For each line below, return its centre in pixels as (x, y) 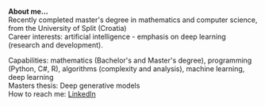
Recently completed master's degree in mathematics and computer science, (133, 20)
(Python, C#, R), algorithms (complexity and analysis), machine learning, (127, 69)
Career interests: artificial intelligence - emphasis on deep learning (117, 36)
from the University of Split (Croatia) (67, 28)
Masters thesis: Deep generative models (74, 85)
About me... (29, 11)
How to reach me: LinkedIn (52, 94)
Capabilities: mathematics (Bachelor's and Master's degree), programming (130, 60)
